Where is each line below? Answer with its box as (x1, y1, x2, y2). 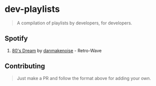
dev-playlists (4, 3, 60, 15)
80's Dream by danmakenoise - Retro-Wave (11, 47, 102, 53)
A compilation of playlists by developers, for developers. (16, 20, 133, 26)
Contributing (4, 62, 45, 71)
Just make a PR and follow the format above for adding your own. (16, 75, 151, 81)
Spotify (4, 34, 28, 43)
